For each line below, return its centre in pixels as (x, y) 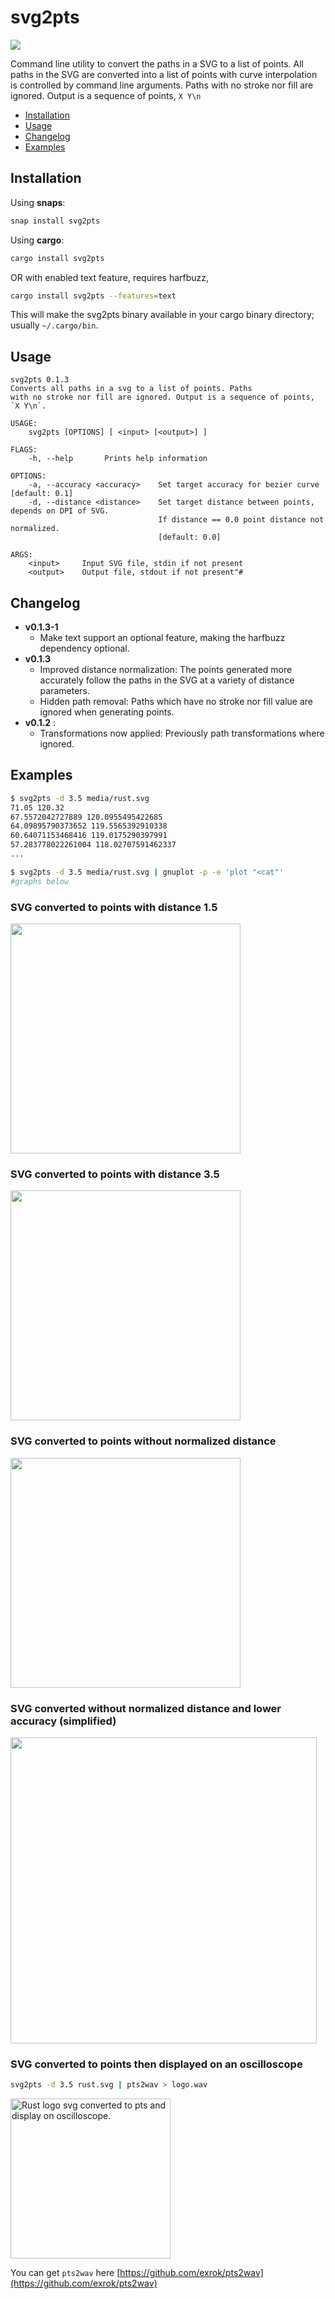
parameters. (65, 690)
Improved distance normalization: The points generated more (166, 669)
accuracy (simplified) (63, 1721)
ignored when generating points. (107, 712)
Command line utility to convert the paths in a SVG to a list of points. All (157, 63)
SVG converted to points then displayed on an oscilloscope (156, 2064)
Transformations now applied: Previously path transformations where (182, 733)
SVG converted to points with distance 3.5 (115, 1174)
